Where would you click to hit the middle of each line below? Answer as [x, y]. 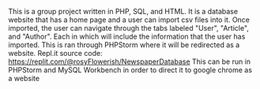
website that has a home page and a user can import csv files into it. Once [129, 20]
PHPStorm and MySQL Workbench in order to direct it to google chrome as [130, 70]
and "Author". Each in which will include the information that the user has [127, 36]
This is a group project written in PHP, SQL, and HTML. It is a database [123, 11]
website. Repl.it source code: [55, 53]
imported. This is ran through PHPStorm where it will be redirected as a [124, 45]
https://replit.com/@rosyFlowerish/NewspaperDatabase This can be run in [130, 61]
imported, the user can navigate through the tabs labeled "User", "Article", [128, 28]
